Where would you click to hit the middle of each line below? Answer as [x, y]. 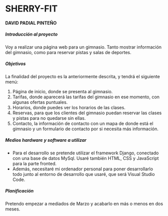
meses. [13, 209]
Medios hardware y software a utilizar [46, 140]
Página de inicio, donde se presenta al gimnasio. [62, 91]
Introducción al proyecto [31, 34]
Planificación [20, 191]
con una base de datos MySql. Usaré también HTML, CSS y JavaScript [86, 158]
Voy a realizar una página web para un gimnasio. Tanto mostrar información [83, 47]
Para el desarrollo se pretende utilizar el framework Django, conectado [86, 153]
